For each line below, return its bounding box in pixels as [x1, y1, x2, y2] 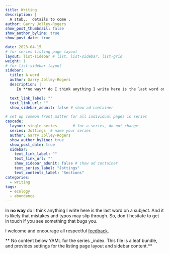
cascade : [5, 119, 24, 124]
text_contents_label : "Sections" [14, 170, 84, 175]
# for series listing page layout [5, 49, 78, 54]
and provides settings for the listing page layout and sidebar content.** [5, 243, 152, 249]
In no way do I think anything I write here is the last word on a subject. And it [5, 207, 164, 213]
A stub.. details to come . [10, 17, 71, 22]
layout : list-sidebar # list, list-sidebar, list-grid [5, 54, 123, 59]
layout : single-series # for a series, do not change [10, 124, 138, 129]
